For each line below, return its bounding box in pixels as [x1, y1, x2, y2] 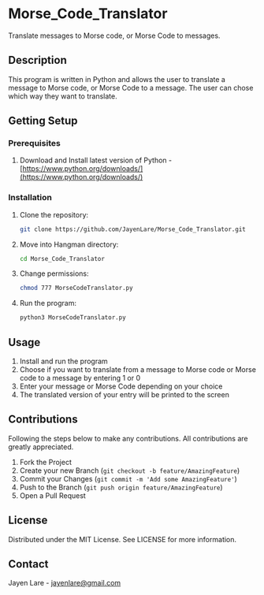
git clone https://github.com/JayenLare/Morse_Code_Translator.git [19, 225, 246, 233]
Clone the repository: [19, 210, 89, 219]
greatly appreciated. [8, 442, 74, 452]
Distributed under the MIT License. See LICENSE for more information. [8, 534, 237, 544]
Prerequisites [8, 138, 61, 149]
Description [8, 54, 67, 67]
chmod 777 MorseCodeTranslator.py [19, 284, 133, 292]
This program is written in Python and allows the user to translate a [8, 74, 226, 84]
